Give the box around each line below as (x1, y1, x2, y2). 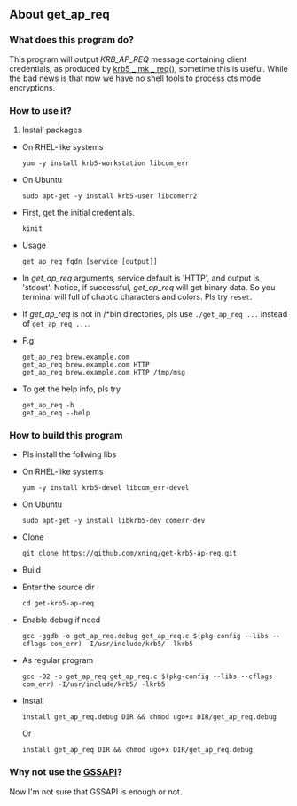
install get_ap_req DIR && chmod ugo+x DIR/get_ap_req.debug (21, 746, 254, 755)
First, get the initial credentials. (21, 207, 135, 217)
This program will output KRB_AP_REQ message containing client (9, 53, 247, 65)
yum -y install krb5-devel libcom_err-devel (21, 484, 190, 493)
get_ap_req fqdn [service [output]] (21, 257, 158, 265)
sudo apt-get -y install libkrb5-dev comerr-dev (21, 517, 206, 525)
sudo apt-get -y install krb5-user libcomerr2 (21, 191, 198, 201)
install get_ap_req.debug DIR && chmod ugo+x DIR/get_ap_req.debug (21, 713, 277, 722)
